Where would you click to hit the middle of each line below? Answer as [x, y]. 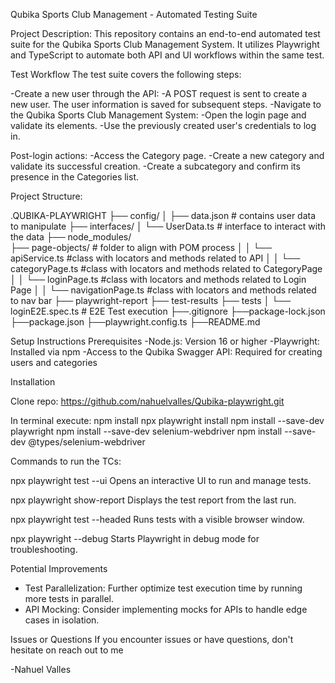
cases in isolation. [62, 620]
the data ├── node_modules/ [71, 237]
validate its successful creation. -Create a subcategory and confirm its [155, 166]
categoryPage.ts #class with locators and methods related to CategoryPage [166, 268]
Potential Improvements [59, 568]
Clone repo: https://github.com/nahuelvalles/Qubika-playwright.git [147, 401]
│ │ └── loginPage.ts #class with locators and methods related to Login [158, 279]
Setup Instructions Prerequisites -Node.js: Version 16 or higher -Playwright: [165, 341]
